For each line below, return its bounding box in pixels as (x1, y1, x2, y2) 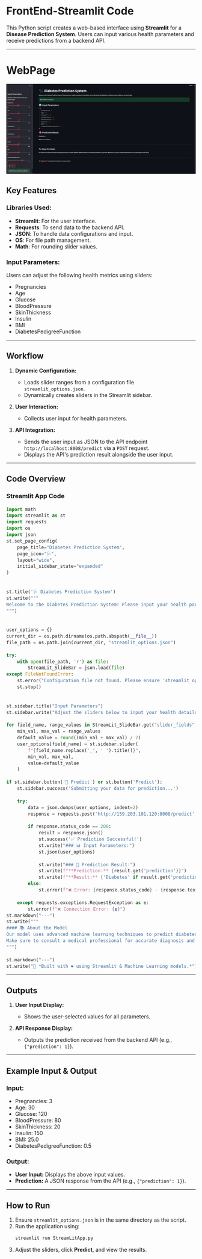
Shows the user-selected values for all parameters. (23, 1013, 151, 1020)
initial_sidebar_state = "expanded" (17, 564, 103, 570)
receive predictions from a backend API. (6, 37, 106, 44)
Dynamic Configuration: (14, 367, 77, 374)
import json (6, 532, 36, 538)
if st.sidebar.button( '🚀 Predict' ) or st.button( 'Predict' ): (6, 779, 163, 786)
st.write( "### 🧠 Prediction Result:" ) (38, 861, 136, 867)
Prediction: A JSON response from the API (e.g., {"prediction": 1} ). (14, 1177, 186, 1184)
